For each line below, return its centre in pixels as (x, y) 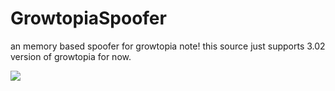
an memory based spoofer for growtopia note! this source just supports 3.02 (168, 46)
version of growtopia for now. (71, 56)
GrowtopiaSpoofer (88, 18)
